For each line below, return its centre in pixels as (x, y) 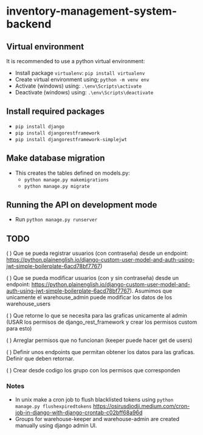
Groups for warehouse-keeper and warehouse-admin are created (97, 419)
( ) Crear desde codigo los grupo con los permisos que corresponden (93, 371)
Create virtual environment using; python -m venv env (82, 79)
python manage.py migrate (57, 186)
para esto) (19, 329)
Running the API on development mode (82, 205)
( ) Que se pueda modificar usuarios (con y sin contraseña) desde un (93, 278)
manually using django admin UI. (56, 425)
